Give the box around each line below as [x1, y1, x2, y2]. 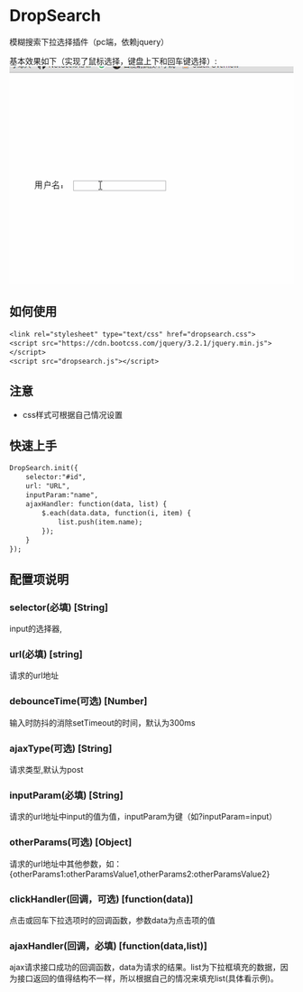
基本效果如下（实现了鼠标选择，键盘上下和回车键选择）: [9, 55, 218, 66]
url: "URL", [25, 482, 70, 491]
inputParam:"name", [25, 491, 99, 500]
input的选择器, [9, 624, 63, 635]
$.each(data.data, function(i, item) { [41, 509, 192, 518]
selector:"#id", [25, 473, 87, 482]
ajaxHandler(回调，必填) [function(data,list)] [9, 940, 207, 952]
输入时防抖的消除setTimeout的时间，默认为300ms [9, 717, 196, 728]
